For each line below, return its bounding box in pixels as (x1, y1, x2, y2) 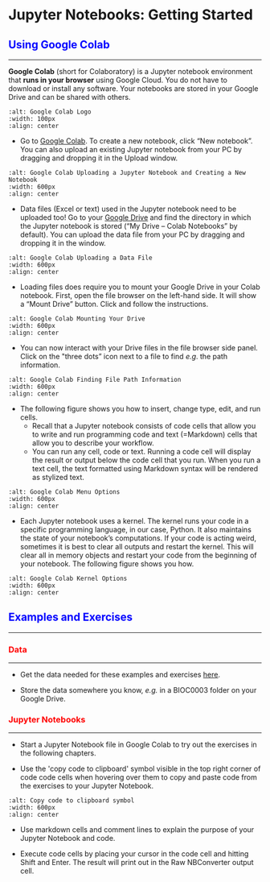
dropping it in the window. (19, 238, 106, 247)
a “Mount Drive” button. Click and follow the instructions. (19, 300, 209, 308)
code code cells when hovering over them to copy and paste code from (19, 772, 257, 782)
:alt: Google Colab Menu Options (8, 488, 121, 496)
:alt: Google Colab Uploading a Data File (8, 254, 153, 262)
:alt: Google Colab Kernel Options (8, 574, 128, 582)
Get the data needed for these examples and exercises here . (19, 670, 221, 680)
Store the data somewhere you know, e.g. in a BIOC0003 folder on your (19, 685, 257, 695)
